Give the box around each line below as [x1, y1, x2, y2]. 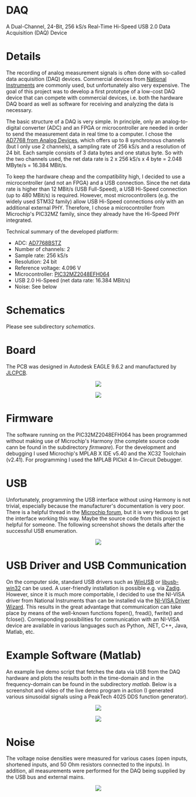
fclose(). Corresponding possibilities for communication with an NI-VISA [6, 616, 180, 623]
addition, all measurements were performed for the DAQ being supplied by [6, 767, 185, 775]
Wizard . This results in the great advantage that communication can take [6, 603, 181, 610]
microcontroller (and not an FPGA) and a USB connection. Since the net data [6, 179, 191, 186]
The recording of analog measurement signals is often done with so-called [6, 69, 186, 76]
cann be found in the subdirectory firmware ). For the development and [6, 444, 177, 451]
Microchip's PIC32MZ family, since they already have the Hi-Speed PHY [6, 210, 180, 217]
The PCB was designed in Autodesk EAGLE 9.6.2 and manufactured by [6, 363, 177, 370]
